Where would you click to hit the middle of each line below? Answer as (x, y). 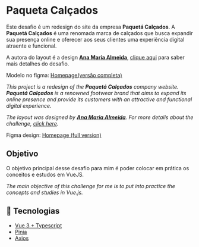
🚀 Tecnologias (33, 211)
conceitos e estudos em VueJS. (45, 174)
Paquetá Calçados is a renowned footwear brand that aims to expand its (96, 93)
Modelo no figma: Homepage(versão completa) (64, 75)
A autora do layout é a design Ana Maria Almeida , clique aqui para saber (96, 57)
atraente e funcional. (31, 46)
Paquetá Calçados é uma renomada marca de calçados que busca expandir (99, 33)
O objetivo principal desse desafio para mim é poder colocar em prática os (98, 168)
